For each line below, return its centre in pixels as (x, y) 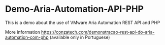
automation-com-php (27, 37)
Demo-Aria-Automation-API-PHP (74, 9)
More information (23, 32)
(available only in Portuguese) (80, 37)
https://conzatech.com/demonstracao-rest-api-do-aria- (98, 32)
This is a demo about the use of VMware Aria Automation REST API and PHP (82, 22)
